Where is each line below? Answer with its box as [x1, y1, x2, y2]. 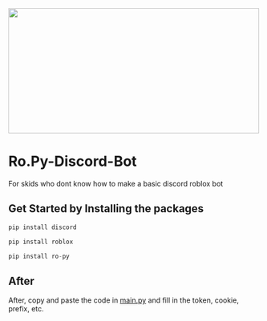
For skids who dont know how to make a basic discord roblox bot [8, 179, 224, 188]
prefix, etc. [8, 304, 44, 314]
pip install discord [8, 223, 78, 231]
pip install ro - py [8, 252, 70, 260]
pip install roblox [8, 238, 74, 246]
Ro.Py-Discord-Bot [8, 152, 138, 171]
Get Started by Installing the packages [8, 202, 204, 215]
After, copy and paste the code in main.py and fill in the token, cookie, [8, 295, 239, 305]
